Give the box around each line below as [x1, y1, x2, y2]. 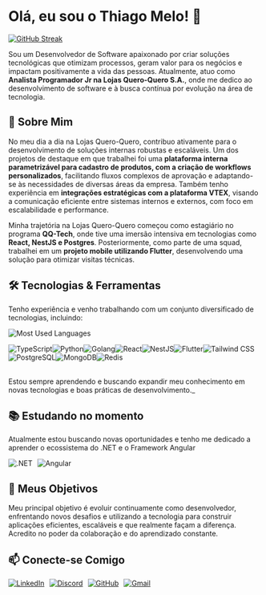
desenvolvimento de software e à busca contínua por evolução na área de [8, 84, 253, 93]
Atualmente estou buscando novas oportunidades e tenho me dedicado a [8, 434, 251, 444]
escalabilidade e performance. [8, 205, 110, 214]
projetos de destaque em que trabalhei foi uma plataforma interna [8, 153, 228, 163]
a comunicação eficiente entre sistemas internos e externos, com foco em [8, 196, 254, 206]
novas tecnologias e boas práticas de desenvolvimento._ [8, 385, 195, 394]
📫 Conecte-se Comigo [8, 553, 126, 567]
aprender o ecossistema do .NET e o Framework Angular [8, 443, 196, 453]
